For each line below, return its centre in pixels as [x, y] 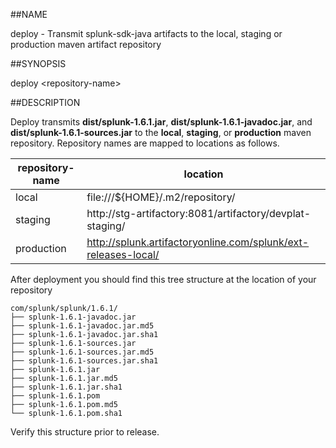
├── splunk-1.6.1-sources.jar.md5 [82, 352]
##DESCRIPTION [45, 102]
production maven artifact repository [86, 44]
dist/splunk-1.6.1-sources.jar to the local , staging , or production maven [161, 132]
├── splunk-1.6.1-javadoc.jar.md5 [82, 326]
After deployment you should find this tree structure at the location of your [163, 279]
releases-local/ [123, 254]
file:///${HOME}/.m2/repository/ [161, 197]
